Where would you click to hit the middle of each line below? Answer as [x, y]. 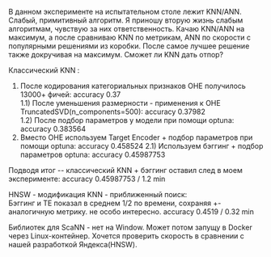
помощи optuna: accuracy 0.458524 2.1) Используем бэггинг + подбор [142, 146]
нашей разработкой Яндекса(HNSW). [73, 244]
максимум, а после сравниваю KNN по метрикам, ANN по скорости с [130, 37]
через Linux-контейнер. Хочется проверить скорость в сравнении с [126, 236]
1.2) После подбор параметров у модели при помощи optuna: [127, 120]
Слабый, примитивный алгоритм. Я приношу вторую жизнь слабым [126, 20]
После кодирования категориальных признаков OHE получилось [133, 86]
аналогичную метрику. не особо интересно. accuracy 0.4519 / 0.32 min [131, 212]
